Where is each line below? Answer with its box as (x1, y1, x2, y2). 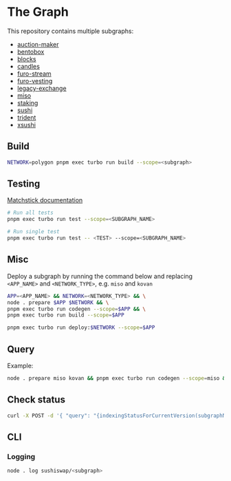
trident (16, 113, 36, 121)
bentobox (16, 47, 45, 56)
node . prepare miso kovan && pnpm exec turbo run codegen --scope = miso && (7, 374, 229, 382)
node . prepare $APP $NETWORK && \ (7, 299, 109, 306)
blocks (16, 54, 36, 63)
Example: (7, 361, 34, 370)
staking (16, 98, 38, 107)
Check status (7, 394, 65, 406)
